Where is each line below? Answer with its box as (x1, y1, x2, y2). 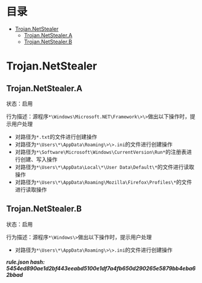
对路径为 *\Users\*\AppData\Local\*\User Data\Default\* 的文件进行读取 (14, 163, 194, 170)
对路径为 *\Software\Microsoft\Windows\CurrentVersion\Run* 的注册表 (14, 148, 187, 155)
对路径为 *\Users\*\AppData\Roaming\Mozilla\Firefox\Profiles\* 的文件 (14, 178, 192, 185)
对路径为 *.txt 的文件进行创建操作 (14, 133, 97, 140)
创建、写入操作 (20, 156, 58, 163)
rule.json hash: (6, 258, 45, 266)
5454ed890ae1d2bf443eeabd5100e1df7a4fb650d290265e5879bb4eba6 (6, 264, 196, 272)
